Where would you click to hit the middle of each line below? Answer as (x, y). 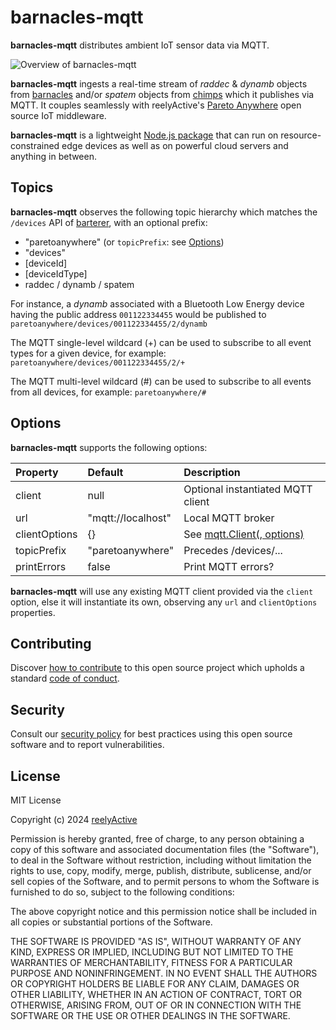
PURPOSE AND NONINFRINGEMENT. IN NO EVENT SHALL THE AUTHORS (164, 973)
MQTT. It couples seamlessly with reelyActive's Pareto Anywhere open (156, 105)
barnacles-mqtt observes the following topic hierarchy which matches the (164, 212)
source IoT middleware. (58, 115)
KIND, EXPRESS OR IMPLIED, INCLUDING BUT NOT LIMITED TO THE (152, 952)
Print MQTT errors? (229, 566)
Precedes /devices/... (233, 550)
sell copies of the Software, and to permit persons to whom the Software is (165, 881)
